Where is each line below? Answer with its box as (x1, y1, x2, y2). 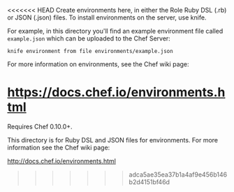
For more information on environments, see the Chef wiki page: (7, 60, 190, 68)
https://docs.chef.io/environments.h (7, 84, 226, 101)
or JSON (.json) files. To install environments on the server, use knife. (7, 13, 207, 22)
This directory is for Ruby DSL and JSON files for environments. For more (7, 135, 219, 144)
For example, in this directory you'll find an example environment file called (7, 27, 224, 35)
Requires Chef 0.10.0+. (7, 122, 73, 131)
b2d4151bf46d (129, 177, 170, 186)
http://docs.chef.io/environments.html (7, 156, 117, 165)
